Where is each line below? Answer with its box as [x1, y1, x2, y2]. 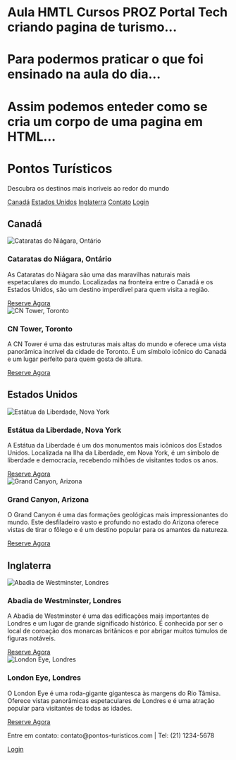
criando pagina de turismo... [7, 19, 178, 35]
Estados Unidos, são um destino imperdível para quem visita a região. [7, 285, 210, 293]
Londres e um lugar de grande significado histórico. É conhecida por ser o [7, 619, 223, 628]
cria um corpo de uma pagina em [7, 113, 203, 129]
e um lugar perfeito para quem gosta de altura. [7, 355, 143, 363]
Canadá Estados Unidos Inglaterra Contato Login [7, 198, 149, 206]
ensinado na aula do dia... [7, 66, 161, 82]
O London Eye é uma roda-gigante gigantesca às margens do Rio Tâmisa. [7, 689, 221, 697]
